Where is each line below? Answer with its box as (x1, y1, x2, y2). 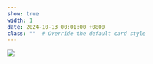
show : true (7, 10, 39, 18)
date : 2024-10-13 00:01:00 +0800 (7, 23, 105, 30)
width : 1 (7, 17, 33, 24)
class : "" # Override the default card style (7, 30, 146, 37)
